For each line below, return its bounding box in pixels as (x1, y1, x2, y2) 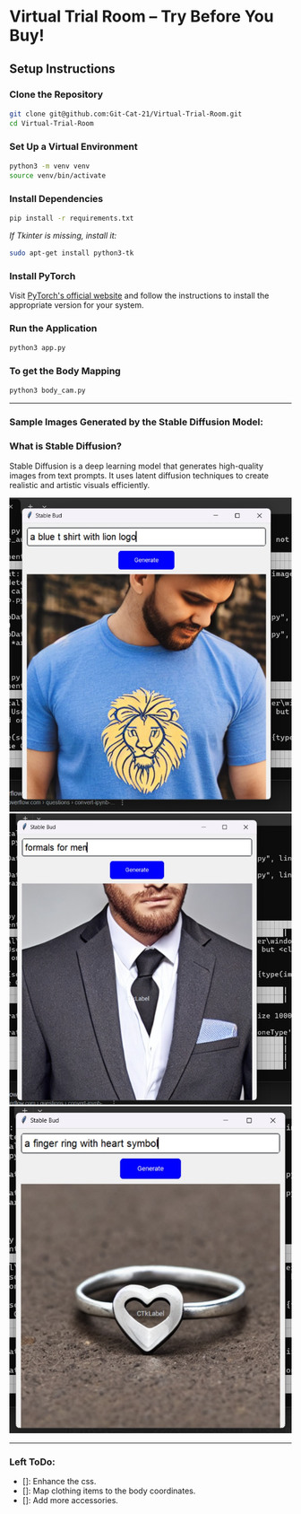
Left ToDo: (9, 1456, 56, 1468)
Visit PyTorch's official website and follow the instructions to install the (9, 290, 270, 302)
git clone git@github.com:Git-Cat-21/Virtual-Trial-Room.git (9, 109, 243, 118)
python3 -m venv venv (9, 162, 90, 171)
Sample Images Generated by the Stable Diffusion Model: (9, 416, 264, 428)
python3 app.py (9, 344, 66, 353)
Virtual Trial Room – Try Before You (9, 6, 274, 27)
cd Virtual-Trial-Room (9, 118, 94, 127)
